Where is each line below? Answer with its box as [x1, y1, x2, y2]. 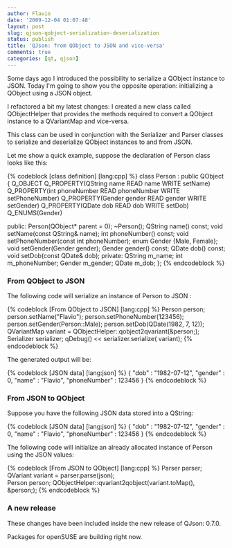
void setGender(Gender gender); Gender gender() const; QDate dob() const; [7, 244, 226, 253]
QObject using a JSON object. [7, 89, 93, 97]
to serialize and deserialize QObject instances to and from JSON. [7, 138, 193, 146]
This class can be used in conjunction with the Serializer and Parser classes [7, 130, 224, 138]
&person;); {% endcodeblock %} [7, 486, 100, 495]
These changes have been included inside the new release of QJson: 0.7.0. [7, 519, 222, 527]
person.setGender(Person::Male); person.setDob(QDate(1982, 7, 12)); [7, 320, 204, 329]
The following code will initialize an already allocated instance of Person [7, 444, 213, 452]
